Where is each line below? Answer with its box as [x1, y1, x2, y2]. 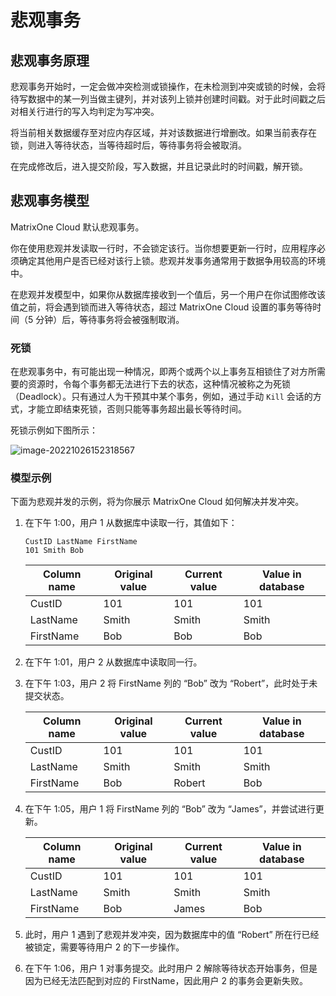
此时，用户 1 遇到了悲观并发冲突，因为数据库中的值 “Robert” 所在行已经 [24, 929, 320, 941]
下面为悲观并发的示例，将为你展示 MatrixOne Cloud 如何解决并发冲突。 [10, 496, 305, 508]
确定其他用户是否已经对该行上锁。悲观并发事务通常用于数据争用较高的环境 [18, 254, 326, 266]
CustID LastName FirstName [24, 537, 138, 547]
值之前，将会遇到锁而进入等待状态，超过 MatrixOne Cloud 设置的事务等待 [10, 301, 313, 313]
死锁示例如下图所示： [10, 424, 98, 436]
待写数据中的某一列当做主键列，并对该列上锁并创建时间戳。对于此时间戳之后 [10, 93, 326, 105]
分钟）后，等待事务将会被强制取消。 [35, 313, 185, 325]
